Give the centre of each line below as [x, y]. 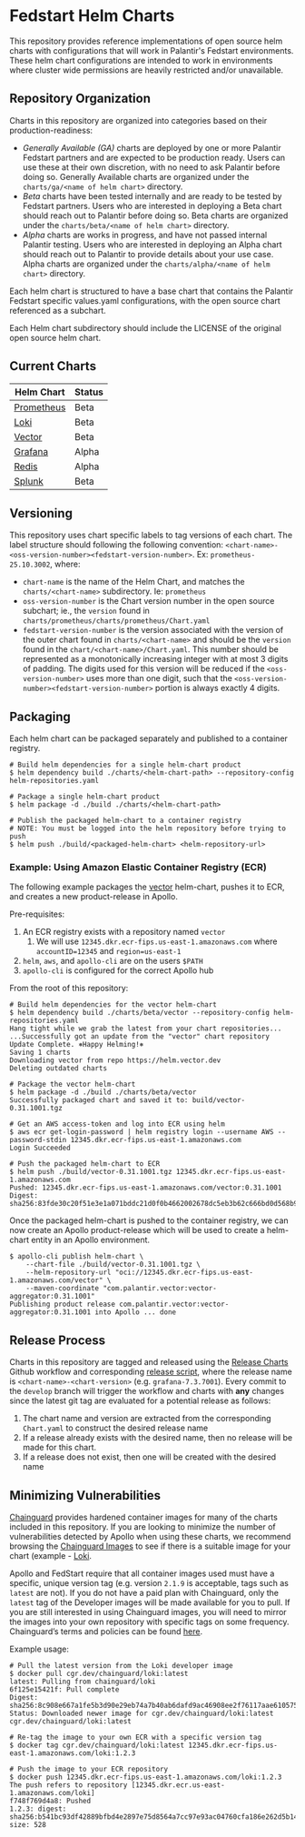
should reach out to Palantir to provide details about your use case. [148, 254]
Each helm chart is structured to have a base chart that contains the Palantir [151, 291]
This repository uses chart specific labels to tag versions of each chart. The [151, 535]
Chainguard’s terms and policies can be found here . [106, 1631]
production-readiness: [51, 130]
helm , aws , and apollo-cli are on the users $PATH [113, 961]
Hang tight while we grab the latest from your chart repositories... [146, 1029]
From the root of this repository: [69, 989]
